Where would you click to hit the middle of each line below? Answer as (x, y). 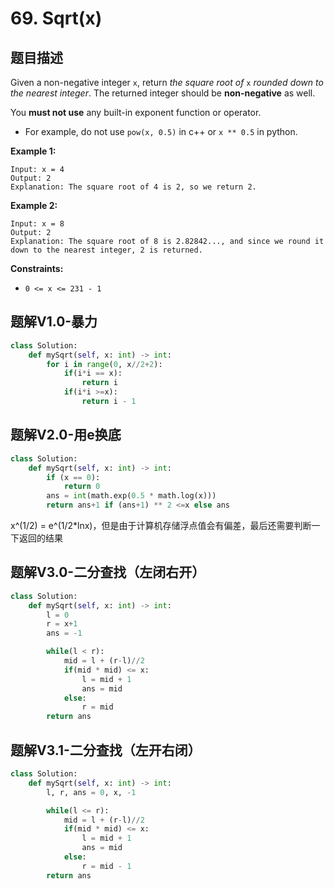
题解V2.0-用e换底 (66, 435)
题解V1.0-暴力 (54, 322)
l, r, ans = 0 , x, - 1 (91, 792)
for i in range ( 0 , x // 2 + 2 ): (104, 364)
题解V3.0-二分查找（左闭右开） (108, 572)
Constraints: (37, 268)
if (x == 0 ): (73, 477)
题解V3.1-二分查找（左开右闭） (106, 750)
